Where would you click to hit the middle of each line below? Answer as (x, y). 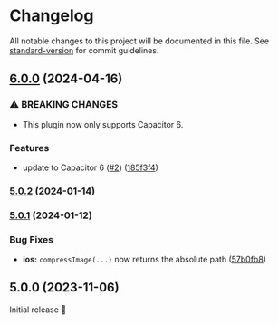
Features (29, 148)
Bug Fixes (32, 239)
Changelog (52, 16)
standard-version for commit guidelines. (84, 50)
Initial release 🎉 (38, 310)
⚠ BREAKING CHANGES (64, 105)
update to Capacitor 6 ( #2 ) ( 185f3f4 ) (90, 167)
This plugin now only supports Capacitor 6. (103, 124)
